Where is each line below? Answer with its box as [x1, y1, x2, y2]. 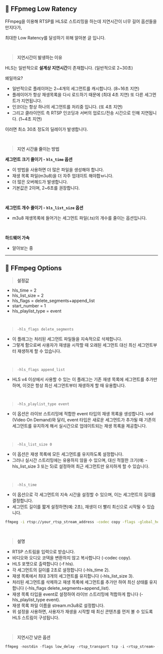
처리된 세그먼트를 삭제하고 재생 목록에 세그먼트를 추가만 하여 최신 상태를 [12, 579, 148, 585]
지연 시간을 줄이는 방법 [16, 146, 60, 152]
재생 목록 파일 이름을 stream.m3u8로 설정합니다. [12, 602, 105, 608]
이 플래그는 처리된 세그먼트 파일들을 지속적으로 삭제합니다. [12, 336, 123, 342]
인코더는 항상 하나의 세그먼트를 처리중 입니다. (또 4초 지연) [12, 104, 123, 109]
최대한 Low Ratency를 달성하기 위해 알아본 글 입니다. [5, 35, 106, 40]
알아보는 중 [12, 245, 33, 251]
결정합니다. [12, 497, 33, 503]
